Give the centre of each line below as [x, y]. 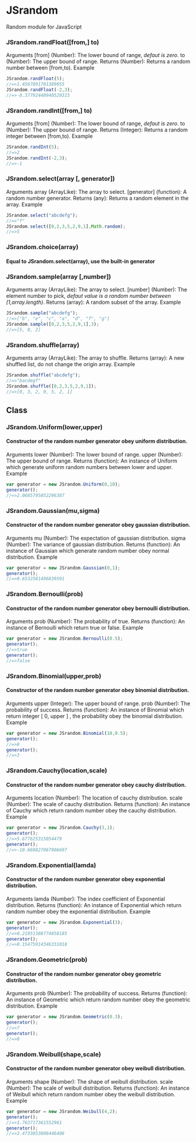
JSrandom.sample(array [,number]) [59, 276]
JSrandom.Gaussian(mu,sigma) [53, 511]
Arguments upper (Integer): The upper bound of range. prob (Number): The [98, 703]
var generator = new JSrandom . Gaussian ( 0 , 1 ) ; [63, 568]
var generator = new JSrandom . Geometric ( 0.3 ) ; [65, 1017]
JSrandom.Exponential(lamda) [51, 865]
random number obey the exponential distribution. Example [78, 911]
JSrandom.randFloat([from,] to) [53, 42]
